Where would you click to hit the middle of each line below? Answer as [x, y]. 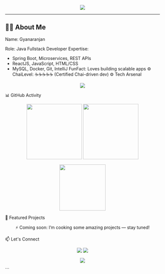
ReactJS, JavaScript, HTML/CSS [45, 63]
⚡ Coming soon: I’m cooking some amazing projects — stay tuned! [82, 227]
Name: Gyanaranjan [25, 39]
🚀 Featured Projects [25, 217]
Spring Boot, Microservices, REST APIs [52, 58]
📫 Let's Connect [22, 239]
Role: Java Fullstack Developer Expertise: [47, 49]
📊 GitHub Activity [23, 95]
